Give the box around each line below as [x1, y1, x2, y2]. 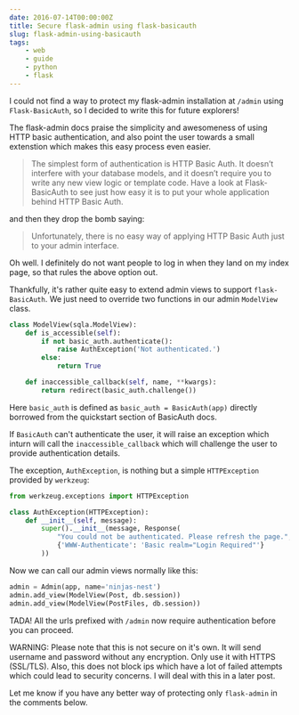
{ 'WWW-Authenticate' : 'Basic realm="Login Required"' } [56, 540, 265, 550]
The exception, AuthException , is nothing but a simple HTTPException [9, 465, 260, 475]
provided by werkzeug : [9, 474, 90, 485]
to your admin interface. [30, 240, 120, 250]
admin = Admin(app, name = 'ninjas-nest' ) [9, 582, 162, 591]
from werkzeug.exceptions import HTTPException [9, 492, 190, 500]
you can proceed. [9, 624, 74, 635]
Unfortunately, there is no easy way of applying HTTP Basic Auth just [30, 231, 285, 241]
